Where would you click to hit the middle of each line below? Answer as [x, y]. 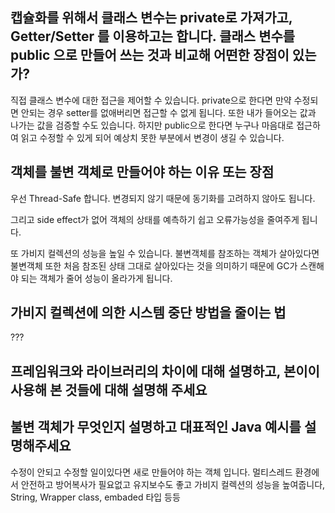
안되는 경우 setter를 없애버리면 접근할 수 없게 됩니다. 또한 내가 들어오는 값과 [168, 112]
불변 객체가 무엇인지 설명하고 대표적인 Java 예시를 [156, 427]
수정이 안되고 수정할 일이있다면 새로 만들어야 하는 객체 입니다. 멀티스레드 [151, 472]
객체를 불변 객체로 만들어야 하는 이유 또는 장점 [142, 172]
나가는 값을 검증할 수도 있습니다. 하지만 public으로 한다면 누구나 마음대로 [152, 125]
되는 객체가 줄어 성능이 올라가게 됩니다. [96, 278]
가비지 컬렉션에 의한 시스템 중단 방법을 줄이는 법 [148, 313]
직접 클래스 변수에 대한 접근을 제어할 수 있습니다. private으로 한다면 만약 [151, 100]
